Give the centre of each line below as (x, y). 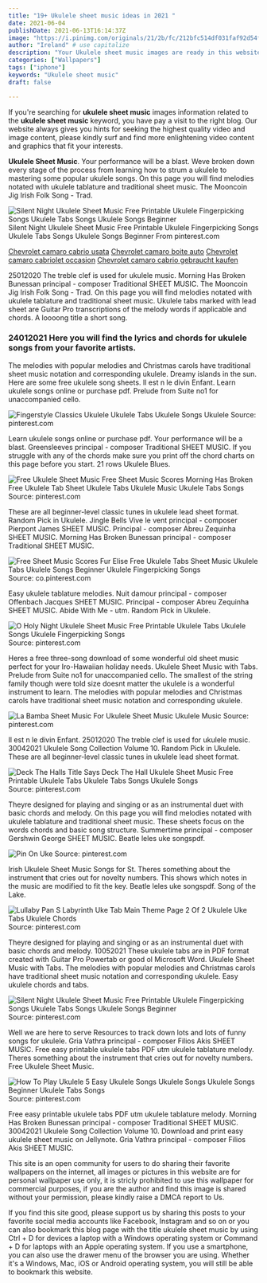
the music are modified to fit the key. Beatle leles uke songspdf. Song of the (132, 886)
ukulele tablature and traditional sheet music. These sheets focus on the (126, 821)
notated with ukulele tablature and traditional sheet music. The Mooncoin (128, 186)
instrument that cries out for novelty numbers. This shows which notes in (128, 878)
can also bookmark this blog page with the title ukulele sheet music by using (133, 1229)
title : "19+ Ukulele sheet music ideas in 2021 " (92, 16)
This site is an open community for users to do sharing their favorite (119, 1163)
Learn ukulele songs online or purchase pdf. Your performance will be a (126, 438)
